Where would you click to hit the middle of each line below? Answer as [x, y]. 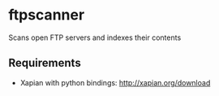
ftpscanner [47, 15]
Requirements [45, 63]
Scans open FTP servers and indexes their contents [95, 37]
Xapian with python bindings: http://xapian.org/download [115, 82]
